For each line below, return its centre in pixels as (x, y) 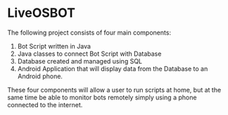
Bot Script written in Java (54, 46)
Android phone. (40, 76)
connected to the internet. (45, 104)
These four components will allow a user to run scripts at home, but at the (114, 90)
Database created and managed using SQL (80, 61)
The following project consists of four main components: (89, 32)
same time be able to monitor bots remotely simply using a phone (102, 97)
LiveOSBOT (42, 13)
